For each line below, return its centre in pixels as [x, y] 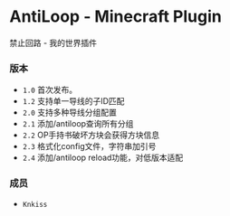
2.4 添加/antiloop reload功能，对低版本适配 [103, 158]
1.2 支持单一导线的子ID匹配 [73, 101]
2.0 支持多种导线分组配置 [70, 113]
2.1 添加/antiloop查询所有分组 [78, 124]
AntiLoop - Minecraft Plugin [115, 17]
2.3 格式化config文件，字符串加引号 [89, 146]
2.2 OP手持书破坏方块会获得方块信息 [91, 135]
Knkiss [35, 204]
